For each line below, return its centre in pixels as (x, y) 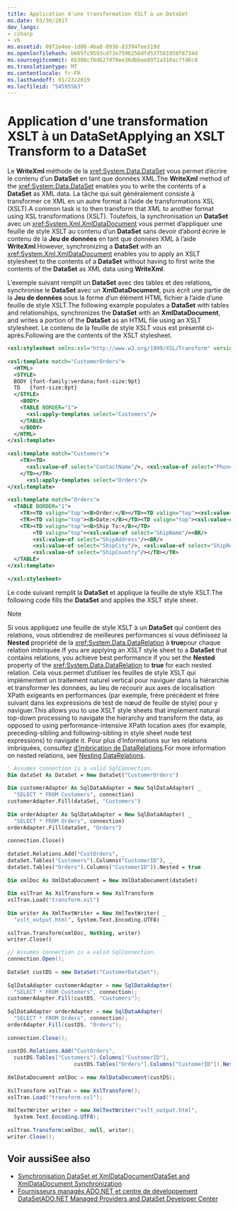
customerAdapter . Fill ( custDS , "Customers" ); (74, 999)
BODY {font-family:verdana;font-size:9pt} (77, 381)
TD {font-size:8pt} (46, 388)
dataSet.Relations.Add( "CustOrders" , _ (66, 854)
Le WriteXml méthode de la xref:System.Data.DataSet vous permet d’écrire (117, 171)
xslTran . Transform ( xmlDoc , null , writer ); (71, 1130)
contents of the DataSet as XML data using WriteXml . (86, 269)
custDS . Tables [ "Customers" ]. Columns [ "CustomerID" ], (92, 1058)
